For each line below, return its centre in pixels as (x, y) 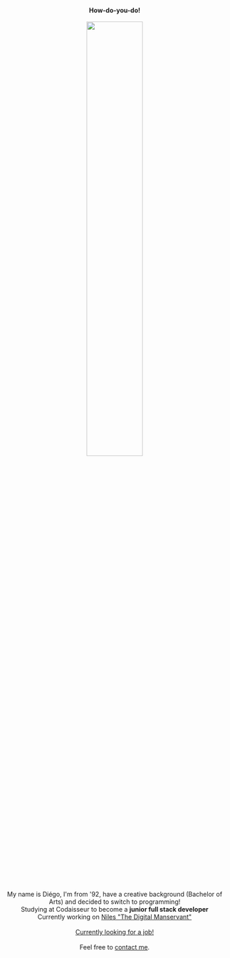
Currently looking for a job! (115, 932)
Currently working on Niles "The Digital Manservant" (115, 917)
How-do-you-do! (115, 10)
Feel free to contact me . (115, 947)
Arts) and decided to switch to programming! (115, 902)
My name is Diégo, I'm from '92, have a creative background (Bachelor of (115, 894)
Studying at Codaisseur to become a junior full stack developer (115, 909)
